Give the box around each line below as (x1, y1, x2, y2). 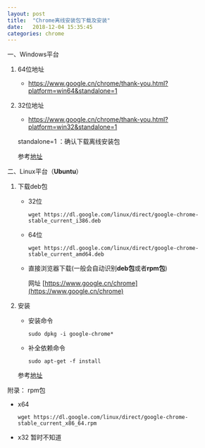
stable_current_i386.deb (27, 218, 101, 225)
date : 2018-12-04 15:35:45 (7, 23, 93, 30)
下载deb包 (17, 182, 48, 191)
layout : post (7, 10, 46, 18)
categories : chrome (7, 30, 65, 37)
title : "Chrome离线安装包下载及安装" (7, 17, 111, 24)
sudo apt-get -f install (27, 358, 101, 365)
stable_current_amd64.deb (27, 251, 104, 258)
